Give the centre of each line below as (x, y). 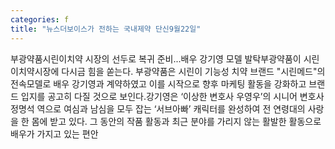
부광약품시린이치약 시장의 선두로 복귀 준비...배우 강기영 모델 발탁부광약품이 (156, 58)
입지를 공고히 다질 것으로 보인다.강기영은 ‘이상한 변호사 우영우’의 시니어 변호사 (172, 96)
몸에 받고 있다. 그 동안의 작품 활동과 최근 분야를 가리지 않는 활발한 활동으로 (176, 121)
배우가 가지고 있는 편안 (54, 133)
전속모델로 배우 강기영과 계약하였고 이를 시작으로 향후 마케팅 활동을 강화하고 (158, 83)
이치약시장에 (35, 71)
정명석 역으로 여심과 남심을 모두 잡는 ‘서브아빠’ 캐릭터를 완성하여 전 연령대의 (158, 108)
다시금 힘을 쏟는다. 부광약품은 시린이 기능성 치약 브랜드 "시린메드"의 (193, 71)
